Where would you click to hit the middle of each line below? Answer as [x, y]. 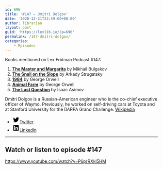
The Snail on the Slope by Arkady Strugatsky [57, 74]
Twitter [26, 121]
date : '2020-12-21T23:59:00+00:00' [41, 18]
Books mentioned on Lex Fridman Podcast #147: [53, 59]
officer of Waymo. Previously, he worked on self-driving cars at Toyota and [80, 104]
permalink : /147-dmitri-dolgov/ [38, 37]
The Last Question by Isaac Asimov [48, 89]
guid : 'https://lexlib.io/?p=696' [40, 32]
